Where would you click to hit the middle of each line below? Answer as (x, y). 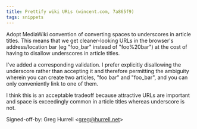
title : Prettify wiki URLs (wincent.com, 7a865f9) (70, 12)
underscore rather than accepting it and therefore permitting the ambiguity (98, 71)
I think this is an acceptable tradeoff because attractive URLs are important (98, 95)
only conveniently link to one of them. (52, 83)
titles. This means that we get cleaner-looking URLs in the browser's (90, 40)
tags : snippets (25, 17)
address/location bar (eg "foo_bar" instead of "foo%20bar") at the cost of (97, 47)
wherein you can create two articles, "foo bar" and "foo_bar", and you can (97, 77)
